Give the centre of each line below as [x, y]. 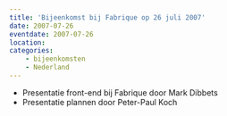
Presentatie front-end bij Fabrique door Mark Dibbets [120, 92]
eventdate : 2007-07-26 [51, 34]
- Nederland [47, 68]
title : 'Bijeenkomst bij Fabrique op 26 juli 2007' [107, 17]
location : [28, 42]
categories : [31, 51]
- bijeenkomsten [56, 59]
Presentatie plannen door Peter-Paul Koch [100, 102]
